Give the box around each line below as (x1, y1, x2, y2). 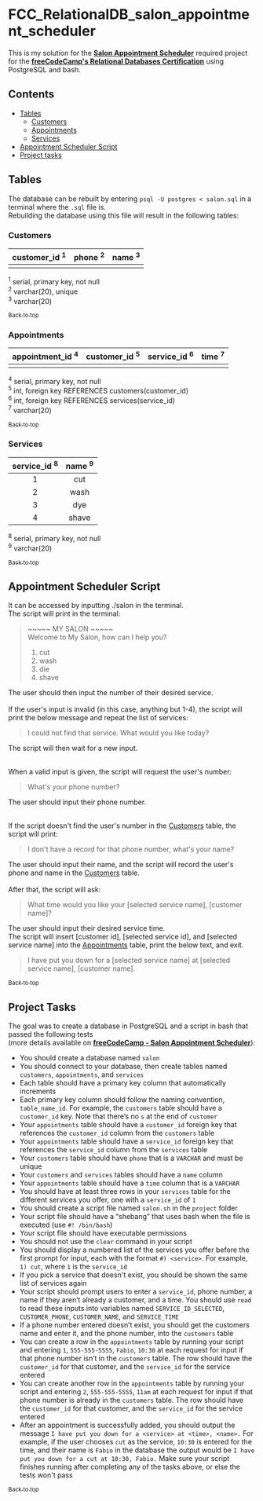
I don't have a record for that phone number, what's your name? (27, 844, 235, 854)
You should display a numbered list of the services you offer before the (19, 1245, 250, 1254)
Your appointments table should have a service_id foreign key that (19, 1137, 234, 1146)
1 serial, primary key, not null (8, 276, 100, 286)
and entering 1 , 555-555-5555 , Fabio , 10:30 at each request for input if (19, 1345, 243, 1354)
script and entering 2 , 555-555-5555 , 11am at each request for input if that (19, 1386, 254, 1396)
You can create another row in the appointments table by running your (19, 1378, 245, 1388)
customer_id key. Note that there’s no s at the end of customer (19, 1111, 218, 1121)
